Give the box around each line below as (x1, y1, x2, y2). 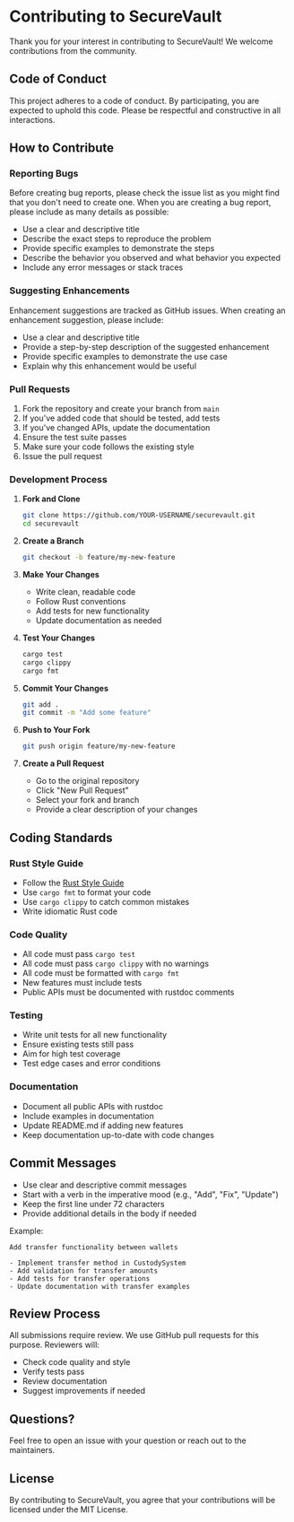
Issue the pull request (22, 451, 103, 462)
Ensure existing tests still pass (22, 1039, 134, 1050)
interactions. (9, 114, 56, 125)
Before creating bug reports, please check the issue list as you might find (9, 187, 281, 198)
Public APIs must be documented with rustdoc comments (22, 987, 235, 997)
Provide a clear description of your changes (35, 804, 198, 815)
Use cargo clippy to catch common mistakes (22, 896, 190, 907)
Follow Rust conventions (35, 596, 126, 606)
